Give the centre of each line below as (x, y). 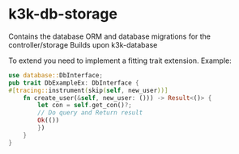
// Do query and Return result (90, 113)
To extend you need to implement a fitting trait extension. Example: (120, 60)
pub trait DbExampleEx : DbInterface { (74, 83)
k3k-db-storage (63, 14)
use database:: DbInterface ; (56, 75)
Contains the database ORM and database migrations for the (110, 36)
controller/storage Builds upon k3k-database (83, 44)
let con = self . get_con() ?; (85, 106)
